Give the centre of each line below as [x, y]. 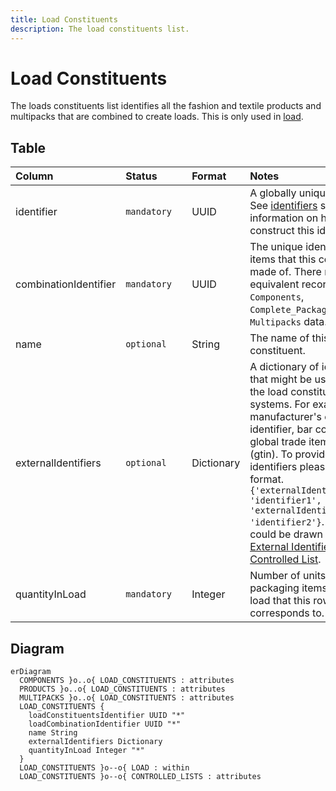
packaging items [288, 588]
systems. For [279, 404]
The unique [276, 247]
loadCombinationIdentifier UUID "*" [105, 724]
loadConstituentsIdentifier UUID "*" [107, 716]
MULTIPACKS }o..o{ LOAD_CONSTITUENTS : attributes [127, 698]
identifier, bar [281, 429]
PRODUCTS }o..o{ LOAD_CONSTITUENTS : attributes [122, 689]
